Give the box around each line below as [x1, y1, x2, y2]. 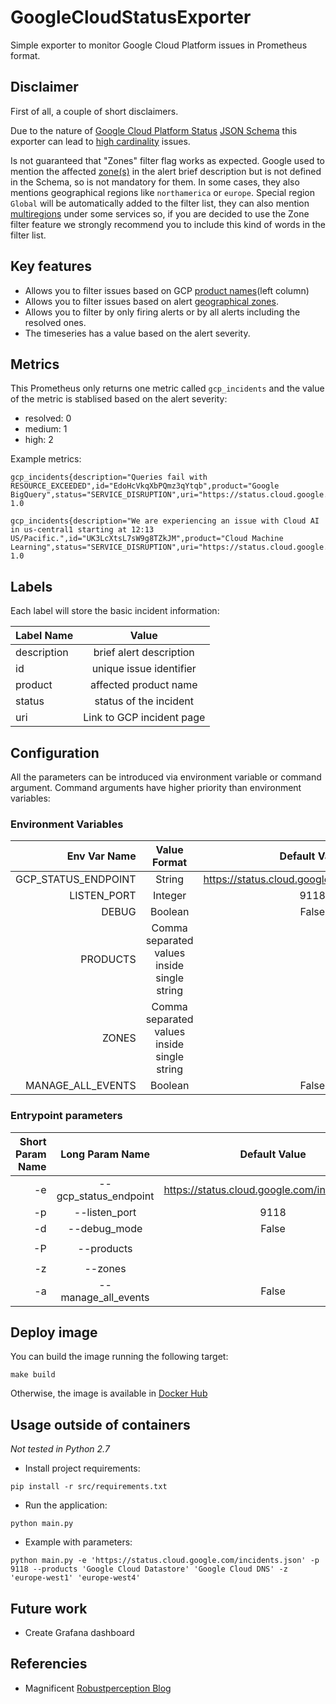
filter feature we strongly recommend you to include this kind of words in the [10, 218, 326, 230]
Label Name [15, 629, 74, 643]
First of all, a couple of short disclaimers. [10, 105, 179, 117]
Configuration [10, 744, 100, 761]
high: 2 [24, 434, 54, 446]
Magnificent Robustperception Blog [24, 1682, 172, 1694]
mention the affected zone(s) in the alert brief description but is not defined [10, 165, 322, 177]
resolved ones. [24, 316, 87, 328]
